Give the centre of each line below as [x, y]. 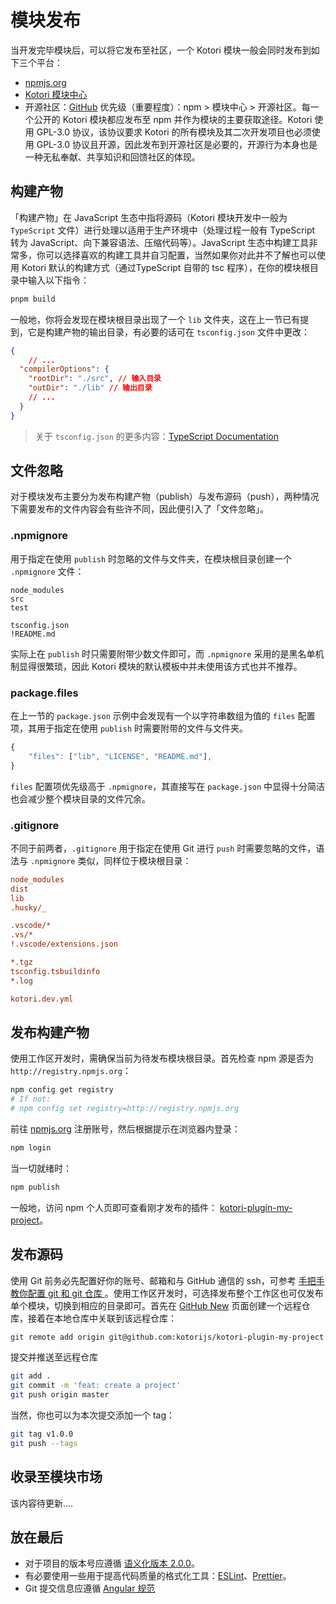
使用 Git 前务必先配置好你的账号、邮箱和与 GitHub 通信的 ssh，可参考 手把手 [167, 1280]
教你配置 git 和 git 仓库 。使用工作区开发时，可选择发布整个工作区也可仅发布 [167, 1293]
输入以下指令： [58, 280]
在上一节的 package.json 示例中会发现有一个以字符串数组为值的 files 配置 [163, 716]
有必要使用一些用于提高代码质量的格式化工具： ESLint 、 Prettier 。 [158, 1576]
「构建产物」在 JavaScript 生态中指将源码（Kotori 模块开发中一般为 [149, 217]
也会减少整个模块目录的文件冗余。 [80, 798]
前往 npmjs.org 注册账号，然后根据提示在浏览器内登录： [125, 1129]
